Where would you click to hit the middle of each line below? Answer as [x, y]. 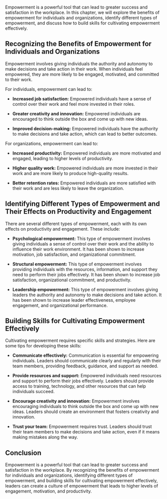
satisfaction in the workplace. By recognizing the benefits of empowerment [82, 470]
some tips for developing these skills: [43, 346]
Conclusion [23, 453]
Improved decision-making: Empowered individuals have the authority [85, 128]
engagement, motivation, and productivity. [48, 491]
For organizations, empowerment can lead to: [52, 143]
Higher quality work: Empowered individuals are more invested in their [85, 168]
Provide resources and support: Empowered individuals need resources [87, 376]
